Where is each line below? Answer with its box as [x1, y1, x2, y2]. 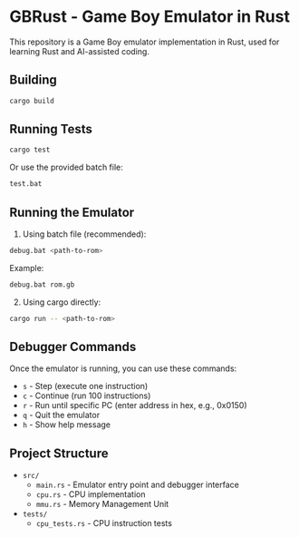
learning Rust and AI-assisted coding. [9, 45, 149, 56]
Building [9, 73, 57, 88]
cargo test [9, 145, 51, 155]
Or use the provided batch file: [9, 161, 124, 173]
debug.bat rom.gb [9, 279, 75, 289]
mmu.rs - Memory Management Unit [35, 499, 169, 510]
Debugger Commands [9, 339, 137, 355]
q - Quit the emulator [22, 410, 101, 421]
